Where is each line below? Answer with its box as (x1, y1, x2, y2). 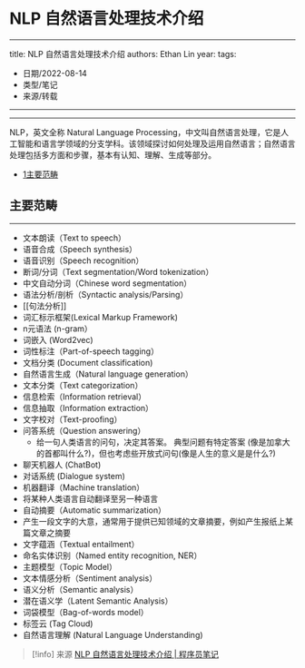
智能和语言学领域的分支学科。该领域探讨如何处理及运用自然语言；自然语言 (16, 138, 296, 149)
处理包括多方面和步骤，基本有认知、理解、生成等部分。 (9, 149, 216, 160)
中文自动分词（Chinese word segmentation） (22, 278, 192, 289)
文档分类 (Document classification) (22, 357, 153, 368)
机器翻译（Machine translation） (22, 482, 145, 493)
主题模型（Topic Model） (22, 561, 118, 572)
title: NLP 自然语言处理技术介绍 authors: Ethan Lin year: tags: (9, 48, 237, 59)
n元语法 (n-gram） (22, 323, 93, 334)
